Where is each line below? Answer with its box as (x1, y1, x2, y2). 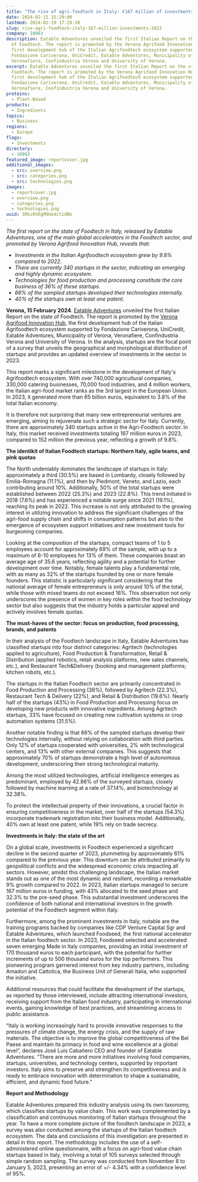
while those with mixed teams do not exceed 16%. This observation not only (6, 590, 191, 596)
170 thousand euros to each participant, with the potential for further (6, 949, 173, 956)
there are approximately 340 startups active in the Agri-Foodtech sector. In (6, 424, 189, 430)
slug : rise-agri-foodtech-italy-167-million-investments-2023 (6, 25, 162, 31)
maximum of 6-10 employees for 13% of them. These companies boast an (6, 552, 186, 559)
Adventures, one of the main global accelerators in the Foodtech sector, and (6, 234, 192, 241)
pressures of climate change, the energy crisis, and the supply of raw (6, 1028, 175, 1035)
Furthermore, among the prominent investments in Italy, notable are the (6, 918, 179, 924)
